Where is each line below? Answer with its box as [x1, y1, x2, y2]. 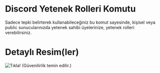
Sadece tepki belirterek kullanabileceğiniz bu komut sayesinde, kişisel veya [5, 19, 156, 25]
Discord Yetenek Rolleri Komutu [5, 3, 136, 15]
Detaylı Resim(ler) [5, 47, 79, 58]
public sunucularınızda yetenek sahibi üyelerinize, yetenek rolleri [5, 24, 135, 30]
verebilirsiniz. [5, 29, 32, 35]
